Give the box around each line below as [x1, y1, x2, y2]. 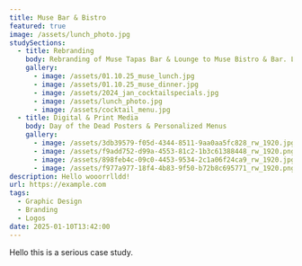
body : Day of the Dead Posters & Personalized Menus [25, 122, 227, 131]
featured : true [9, 22, 67, 31]
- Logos [17, 213, 47, 223]
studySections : [9, 38, 67, 48]
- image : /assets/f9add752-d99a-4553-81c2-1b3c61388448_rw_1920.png [32, 146, 296, 155]
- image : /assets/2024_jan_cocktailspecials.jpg [32, 88, 219, 97]
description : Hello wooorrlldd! [9, 172, 130, 181]
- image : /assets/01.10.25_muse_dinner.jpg [32, 80, 200, 89]
